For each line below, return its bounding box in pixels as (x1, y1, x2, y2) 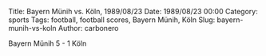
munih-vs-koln (8, 24, 58, 32)
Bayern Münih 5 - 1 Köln (8, 39, 87, 48)
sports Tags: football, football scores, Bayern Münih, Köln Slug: (8, 15, 216, 24)
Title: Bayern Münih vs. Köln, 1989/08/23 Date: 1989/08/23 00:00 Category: (8, 7, 258, 16)
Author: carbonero (58, 24, 119, 32)
